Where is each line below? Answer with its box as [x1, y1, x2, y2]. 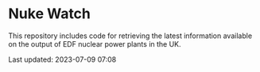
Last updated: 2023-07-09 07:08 [8, 55, 117, 64]
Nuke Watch [8, 5, 91, 23]
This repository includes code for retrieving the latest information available [8, 31, 253, 40]
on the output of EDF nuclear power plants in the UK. [8, 39, 181, 48]
